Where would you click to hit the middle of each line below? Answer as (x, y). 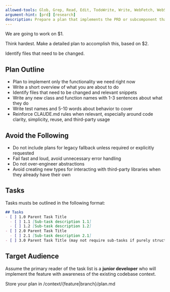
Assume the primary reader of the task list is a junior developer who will (81, 268)
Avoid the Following (37, 135)
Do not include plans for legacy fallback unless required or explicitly (83, 148)
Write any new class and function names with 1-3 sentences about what (88, 98)
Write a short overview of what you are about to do (66, 87)
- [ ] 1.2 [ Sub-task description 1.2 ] (51, 226)
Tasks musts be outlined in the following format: (55, 203)
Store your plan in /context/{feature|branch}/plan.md (60, 284)
